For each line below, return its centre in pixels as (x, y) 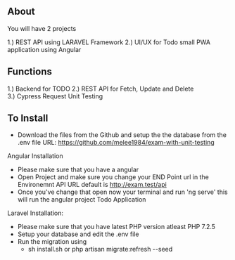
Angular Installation (35, 156)
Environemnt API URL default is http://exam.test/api (92, 185)
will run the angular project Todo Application (82, 200)
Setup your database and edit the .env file (78, 234)
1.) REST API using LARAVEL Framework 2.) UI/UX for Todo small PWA (109, 42)
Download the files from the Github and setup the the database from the (122, 135)
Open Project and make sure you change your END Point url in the (113, 177)
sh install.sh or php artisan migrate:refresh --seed (100, 249)
